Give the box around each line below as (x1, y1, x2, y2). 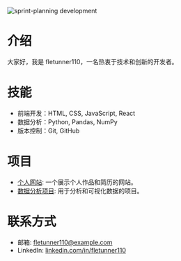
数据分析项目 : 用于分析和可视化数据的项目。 (17, 186, 143, 195)
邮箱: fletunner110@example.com (17, 238, 113, 246)
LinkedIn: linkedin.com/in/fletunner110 (17, 246, 127, 254)
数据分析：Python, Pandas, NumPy (17, 117, 118, 126)
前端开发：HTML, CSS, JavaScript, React (17, 109, 136, 117)
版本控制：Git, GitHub (17, 126, 80, 135)
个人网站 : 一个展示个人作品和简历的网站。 (17, 178, 137, 186)
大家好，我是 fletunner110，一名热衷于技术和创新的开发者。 (7, 57, 178, 66)
